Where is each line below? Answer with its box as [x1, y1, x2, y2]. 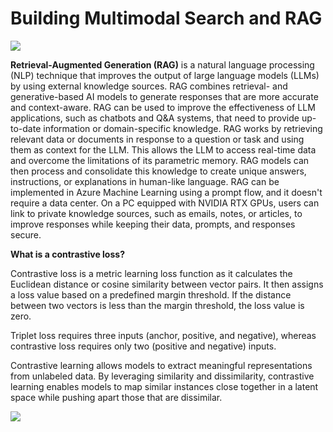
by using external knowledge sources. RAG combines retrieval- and [10, 80, 288, 92]
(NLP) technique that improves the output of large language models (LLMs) [10, 69, 320, 81]
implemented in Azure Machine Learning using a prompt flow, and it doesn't [10, 186, 323, 198]
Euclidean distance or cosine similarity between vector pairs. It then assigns [10, 278, 324, 290]
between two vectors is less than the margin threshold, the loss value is [10, 299, 305, 311]
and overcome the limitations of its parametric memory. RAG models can [10, 154, 310, 166]
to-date [10, 122, 42, 134]
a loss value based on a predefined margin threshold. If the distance [10, 288, 292, 301]
